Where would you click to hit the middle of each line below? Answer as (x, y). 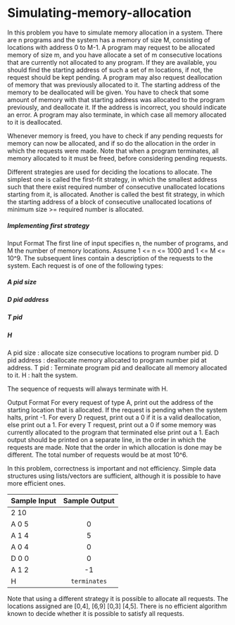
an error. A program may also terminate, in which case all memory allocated (117, 115)
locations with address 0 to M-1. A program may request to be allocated (111, 47)
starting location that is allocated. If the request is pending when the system (117, 410)
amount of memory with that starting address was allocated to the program (116, 99)
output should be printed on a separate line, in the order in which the (107, 440)
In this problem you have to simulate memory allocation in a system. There (115, 32)
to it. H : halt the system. (43, 375)
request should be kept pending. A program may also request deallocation (115, 77)
